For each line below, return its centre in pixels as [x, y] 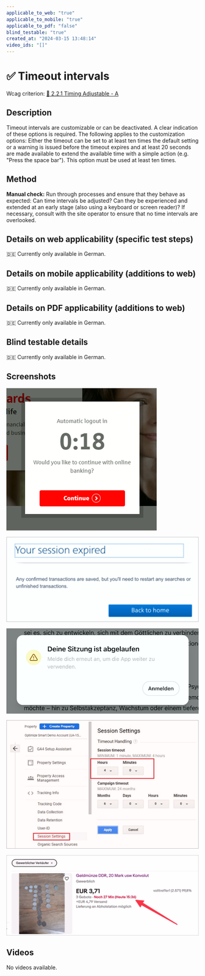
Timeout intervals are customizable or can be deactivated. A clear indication [102, 127]
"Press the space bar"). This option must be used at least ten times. [92, 160]
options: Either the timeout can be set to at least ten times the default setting [103, 140]
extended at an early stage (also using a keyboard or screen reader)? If [96, 207]
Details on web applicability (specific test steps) [100, 239]
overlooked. [21, 220]
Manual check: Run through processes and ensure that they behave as [96, 194]
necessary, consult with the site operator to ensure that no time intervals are [102, 214]
